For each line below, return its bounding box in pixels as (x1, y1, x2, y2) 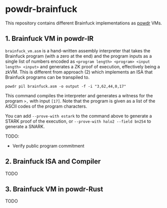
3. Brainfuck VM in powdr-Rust (5, 185, 103, 193)
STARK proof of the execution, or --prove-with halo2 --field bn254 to (5, 118, 151, 124)
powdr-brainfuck (5, 3, 77, 15)
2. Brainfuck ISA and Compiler (5, 157, 101, 166)
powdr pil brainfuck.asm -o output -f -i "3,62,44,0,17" (5, 84, 126, 89)
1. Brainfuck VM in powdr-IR (5, 34, 94, 43)
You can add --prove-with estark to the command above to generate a (5, 113, 152, 119)
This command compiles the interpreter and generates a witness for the (5, 92, 153, 98)
